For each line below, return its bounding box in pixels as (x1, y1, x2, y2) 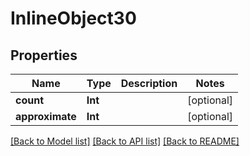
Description (120, 77, 178, 90)
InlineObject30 (10, 7, 137, 30)
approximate (15, 110, 77, 123)
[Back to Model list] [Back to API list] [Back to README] (10, 135, 240, 147)
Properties (10, 47, 78, 64)
